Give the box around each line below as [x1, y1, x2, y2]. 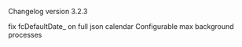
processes [8, 31, 42, 39]
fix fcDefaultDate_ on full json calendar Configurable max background [8, 22, 234, 31]
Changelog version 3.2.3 [8, 7, 88, 16]
